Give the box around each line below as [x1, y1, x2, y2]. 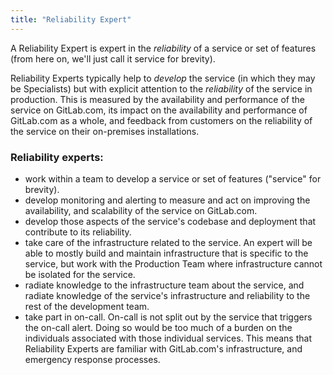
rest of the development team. [24, 300, 150, 312]
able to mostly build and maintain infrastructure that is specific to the [24, 247, 309, 259]
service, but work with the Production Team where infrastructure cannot [24, 257, 323, 270]
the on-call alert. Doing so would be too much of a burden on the [24, 321, 293, 333]
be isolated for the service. [24, 268, 136, 280]
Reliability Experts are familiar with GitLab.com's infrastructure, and [24, 342, 303, 355]
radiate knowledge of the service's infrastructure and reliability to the [24, 289, 311, 301]
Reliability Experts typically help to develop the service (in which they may [10, 72, 316, 84]
